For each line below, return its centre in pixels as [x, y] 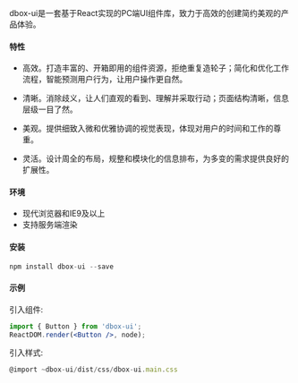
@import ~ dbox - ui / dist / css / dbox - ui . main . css [94, 370]
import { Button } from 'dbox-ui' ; [76, 326]
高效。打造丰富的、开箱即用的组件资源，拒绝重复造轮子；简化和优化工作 [155, 68]
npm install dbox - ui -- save [62, 267]
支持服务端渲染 [50, 225]
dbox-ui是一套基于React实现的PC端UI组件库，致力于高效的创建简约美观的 [145, 13]
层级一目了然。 [50, 109]
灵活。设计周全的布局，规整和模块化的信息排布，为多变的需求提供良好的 [155, 158]
